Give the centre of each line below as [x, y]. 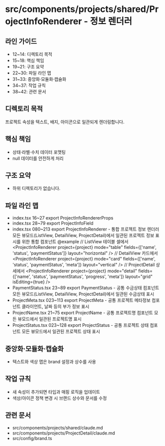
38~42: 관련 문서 [29, 92]
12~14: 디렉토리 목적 [32, 54]
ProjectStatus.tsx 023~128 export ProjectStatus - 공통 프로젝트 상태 [81, 325]
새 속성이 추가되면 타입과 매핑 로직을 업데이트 [56, 392]
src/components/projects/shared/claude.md [58, 428]
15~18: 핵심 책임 [28, 60]
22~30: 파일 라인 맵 [32, 73]
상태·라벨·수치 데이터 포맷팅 [39, 152]
